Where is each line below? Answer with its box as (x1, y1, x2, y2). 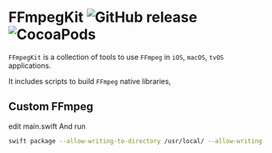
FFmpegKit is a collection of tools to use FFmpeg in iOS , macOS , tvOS (8, 52, 224, 62)
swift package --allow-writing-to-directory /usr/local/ (8, 137, 205, 145)
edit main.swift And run (8, 121, 87, 131)
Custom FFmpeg (8, 100, 94, 113)
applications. (8, 61, 51, 70)
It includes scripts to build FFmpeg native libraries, (8, 76, 172, 86)
